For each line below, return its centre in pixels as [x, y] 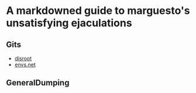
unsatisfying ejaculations [69, 23]
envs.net [25, 65]
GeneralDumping [38, 83]
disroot [23, 58]
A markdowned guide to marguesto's [98, 11]
